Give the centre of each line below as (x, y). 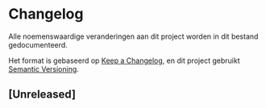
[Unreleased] (42, 95)
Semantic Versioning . (44, 69)
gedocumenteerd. (38, 44)
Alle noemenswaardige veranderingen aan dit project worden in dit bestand (133, 36)
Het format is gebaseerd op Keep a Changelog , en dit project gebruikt (124, 60)
